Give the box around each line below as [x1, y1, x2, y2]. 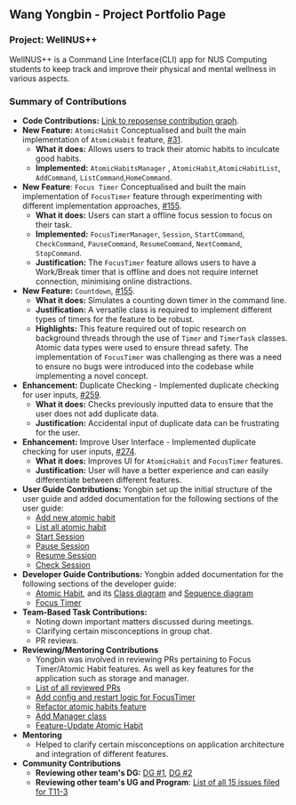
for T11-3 [35, 786, 68, 797]
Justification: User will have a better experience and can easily [35, 464, 269, 475]
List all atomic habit [35, 521, 107, 532]
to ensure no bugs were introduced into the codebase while [35, 360, 254, 372]
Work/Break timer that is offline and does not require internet [35, 266, 259, 277]
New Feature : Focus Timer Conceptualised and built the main [21, 181, 246, 192]
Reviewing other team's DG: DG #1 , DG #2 [35, 767, 193, 777]
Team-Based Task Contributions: [21, 607, 148, 617]
